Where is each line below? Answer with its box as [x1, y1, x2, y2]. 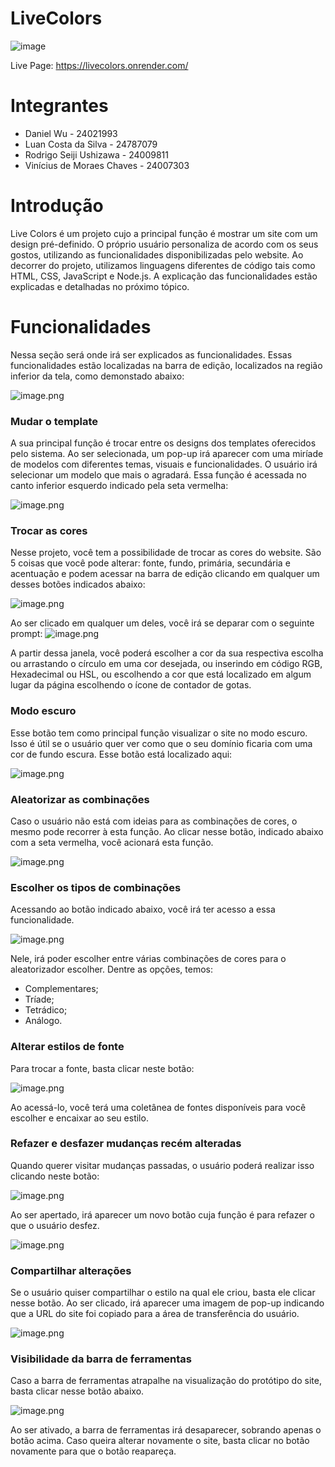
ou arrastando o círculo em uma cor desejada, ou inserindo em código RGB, [10, 658, 323, 670]
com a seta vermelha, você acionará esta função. [10, 836, 214, 848]
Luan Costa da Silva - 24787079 [24, 138, 158, 150]
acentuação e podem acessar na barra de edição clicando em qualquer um [10, 568, 320, 580]
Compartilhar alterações [10, 1263, 132, 1277]
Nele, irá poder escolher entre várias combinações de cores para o [10, 953, 287, 965]
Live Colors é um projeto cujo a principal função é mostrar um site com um [10, 227, 318, 239]
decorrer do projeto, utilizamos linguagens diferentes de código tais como [10, 259, 316, 271]
